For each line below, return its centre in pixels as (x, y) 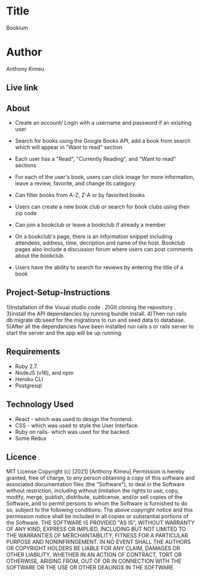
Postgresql (28, 385)
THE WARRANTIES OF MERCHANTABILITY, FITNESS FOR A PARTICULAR (97, 536)
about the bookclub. (40, 256)
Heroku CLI (29, 379)
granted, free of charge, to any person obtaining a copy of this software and (100, 478)
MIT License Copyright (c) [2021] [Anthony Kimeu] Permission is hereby (95, 472)
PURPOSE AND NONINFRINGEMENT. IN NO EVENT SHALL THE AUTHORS (99, 542)
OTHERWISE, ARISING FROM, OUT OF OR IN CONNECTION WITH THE (94, 561)
